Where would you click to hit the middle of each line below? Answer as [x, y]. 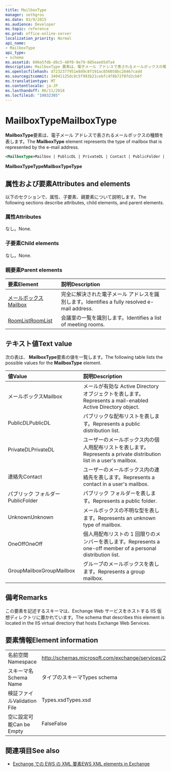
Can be [22, 725]
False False [54, 724]
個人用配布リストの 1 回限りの [119, 534]
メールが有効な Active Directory [121, 386]
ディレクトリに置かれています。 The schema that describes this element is [87, 617]
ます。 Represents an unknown [120, 518]
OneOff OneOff [25, 544]
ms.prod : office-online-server [38, 34]
